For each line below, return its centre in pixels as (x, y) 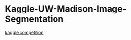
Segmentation (34, 19)
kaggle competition (24, 32)
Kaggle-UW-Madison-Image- (66, 9)
